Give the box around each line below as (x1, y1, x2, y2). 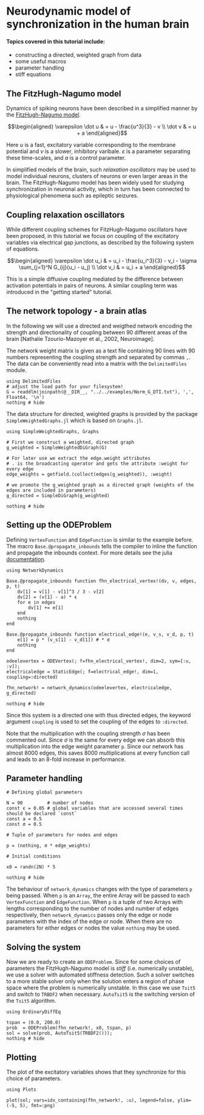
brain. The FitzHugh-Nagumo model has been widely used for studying (6, 179, 185, 187)
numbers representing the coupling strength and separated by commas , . (6, 353, 191, 360)
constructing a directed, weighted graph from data (15, 51, 141, 59)
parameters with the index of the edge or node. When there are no (6, 918, 172, 925)
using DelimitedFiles (6, 378, 61, 384)
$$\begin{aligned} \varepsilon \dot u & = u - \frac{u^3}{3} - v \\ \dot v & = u (8, 123, 196, 131)
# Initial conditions (6, 853, 61, 859)
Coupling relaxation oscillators (6, 209, 125, 220)
